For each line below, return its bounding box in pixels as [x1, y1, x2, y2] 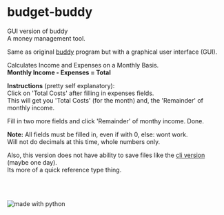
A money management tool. [7, 34, 86, 42]
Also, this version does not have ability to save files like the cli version [7, 151, 205, 159]
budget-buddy [7, 4, 93, 20]
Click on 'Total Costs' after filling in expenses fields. [7, 89, 154, 97]
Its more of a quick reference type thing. [7, 165, 122, 174]
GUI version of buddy [7, 27, 68, 35]
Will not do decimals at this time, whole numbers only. [7, 137, 161, 145]
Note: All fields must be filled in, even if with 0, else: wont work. [7, 130, 188, 139]
